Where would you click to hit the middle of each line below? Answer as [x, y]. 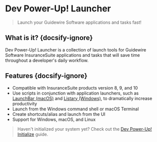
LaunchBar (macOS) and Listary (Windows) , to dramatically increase [82, 98]
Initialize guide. [33, 134]
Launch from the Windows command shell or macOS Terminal [76, 109]
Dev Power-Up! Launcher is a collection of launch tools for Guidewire [76, 49]
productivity [25, 103]
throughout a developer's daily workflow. [47, 60]
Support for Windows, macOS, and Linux [54, 119]
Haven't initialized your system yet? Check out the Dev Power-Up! [84, 129]
